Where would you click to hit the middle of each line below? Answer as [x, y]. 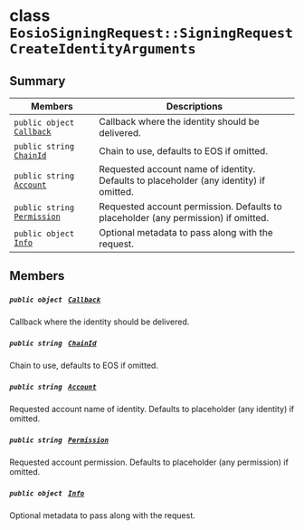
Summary [38, 81]
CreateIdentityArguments [103, 49]
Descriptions [195, 106]
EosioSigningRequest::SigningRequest [152, 33]
